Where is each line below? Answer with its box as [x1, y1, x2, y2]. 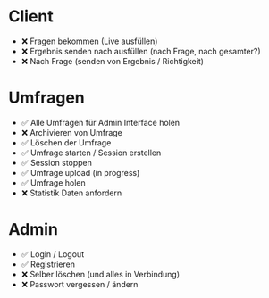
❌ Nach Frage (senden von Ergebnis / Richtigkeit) [21, 55, 205, 66]
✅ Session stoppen [21, 157, 93, 168]
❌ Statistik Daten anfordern [21, 187, 122, 198]
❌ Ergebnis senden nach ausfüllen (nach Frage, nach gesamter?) [21, 46, 261, 56]
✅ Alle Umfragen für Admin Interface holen [21, 117, 181, 128]
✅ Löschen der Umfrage [21, 137, 112, 148]
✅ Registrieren [21, 259, 75, 269]
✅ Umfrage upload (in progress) [21, 167, 140, 178]
